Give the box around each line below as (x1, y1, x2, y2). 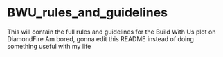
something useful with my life (7, 42, 91, 50)
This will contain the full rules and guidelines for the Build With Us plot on (7, 27, 216, 36)
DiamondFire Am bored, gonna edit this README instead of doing (7, 34, 194, 43)
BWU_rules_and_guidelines (7, 5, 168, 21)
